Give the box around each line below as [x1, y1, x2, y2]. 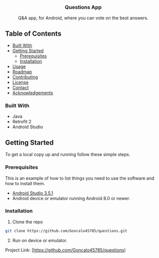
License [12, 79, 29, 85]
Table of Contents [5, 29, 62, 38]
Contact [12, 85, 29, 91]
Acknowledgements [12, 90, 53, 96]
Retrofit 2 [12, 119, 32, 125]
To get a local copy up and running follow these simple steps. [5, 152, 130, 157]
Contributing [12, 74, 38, 80]
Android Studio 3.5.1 [12, 190, 53, 196]
